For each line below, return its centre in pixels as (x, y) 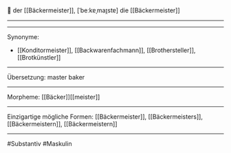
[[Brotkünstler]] (39, 57)
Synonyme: (23, 37)
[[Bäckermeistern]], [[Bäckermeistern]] (63, 124)
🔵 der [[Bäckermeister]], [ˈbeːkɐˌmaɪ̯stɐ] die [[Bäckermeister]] (93, 10)
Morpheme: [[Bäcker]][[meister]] (54, 97)
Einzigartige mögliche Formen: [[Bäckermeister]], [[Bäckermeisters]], (105, 117)
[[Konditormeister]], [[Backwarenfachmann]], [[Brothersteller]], (106, 50)
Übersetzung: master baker (46, 77)
